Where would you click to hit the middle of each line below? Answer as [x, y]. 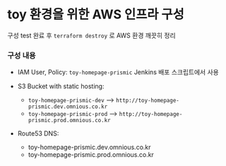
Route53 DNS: [38, 134]
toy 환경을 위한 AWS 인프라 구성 [96, 14]
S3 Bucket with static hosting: [61, 86]
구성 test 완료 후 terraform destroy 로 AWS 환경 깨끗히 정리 [91, 35]
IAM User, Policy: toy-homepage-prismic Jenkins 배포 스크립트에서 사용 [118, 72]
